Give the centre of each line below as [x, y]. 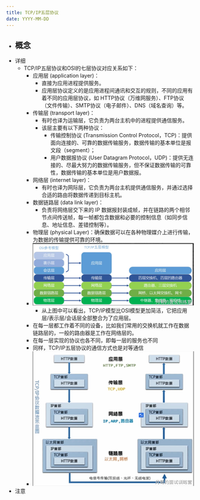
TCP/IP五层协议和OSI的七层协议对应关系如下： [81, 68]
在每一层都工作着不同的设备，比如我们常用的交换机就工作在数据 [111, 325]
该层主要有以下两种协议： [73, 128]
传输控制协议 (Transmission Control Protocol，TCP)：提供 [121, 135]
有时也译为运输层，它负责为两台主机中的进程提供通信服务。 [115, 121]
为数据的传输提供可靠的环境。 [69, 240]
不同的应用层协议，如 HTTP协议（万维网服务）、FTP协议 [115, 98]
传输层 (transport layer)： [64, 113]
